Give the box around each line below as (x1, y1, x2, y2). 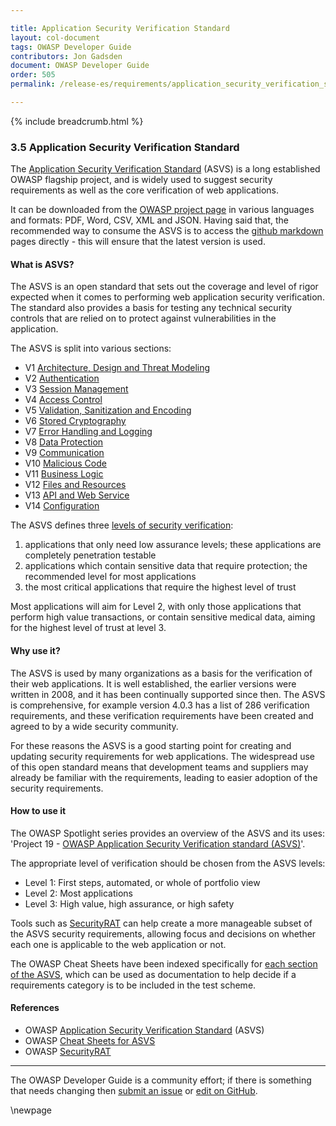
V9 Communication (24, 447, 105, 459)
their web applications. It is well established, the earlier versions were (10, 677, 297, 690)
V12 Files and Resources (24, 479, 127, 491)
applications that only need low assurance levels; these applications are (24, 539, 322, 551)
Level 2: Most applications (24, 887, 133, 899)
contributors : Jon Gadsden (10, 51, 123, 61)
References (10, 1002, 60, 1014)
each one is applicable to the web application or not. (10, 938, 227, 950)
